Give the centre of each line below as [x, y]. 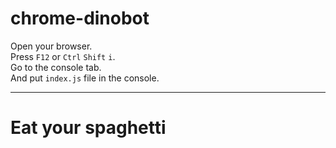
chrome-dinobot [80, 18]
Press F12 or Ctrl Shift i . [63, 56]
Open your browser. [51, 46]
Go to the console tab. [56, 67]
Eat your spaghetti [88, 128]
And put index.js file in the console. [85, 78]
